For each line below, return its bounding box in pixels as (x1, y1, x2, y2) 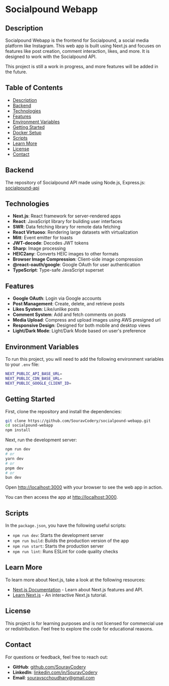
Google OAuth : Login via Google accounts (12, 295, 102, 301)
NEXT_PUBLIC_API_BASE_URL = (5, 371, 62, 377)
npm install (5, 427, 30, 433)
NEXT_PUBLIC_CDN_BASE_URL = (5, 376, 62, 381)
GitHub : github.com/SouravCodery (12, 664, 86, 670)
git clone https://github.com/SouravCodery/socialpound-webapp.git (5, 418, 151, 423)
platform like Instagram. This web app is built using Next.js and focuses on (5, 43, 161, 49)
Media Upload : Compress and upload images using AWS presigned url (12, 317, 161, 323)
